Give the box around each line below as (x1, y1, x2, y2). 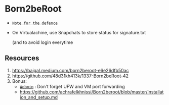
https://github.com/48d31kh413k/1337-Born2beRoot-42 (12, 73, 129, 79)
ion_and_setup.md (19, 94, 58, 100)
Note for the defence (12, 21, 58, 26)
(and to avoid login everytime (12, 39, 73, 45)
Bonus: (12, 78, 27, 84)
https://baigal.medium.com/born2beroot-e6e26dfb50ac (12, 67, 129, 73)
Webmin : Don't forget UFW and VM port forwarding (19, 83, 125, 89)
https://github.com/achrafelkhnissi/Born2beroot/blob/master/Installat (19, 89, 164, 95)
